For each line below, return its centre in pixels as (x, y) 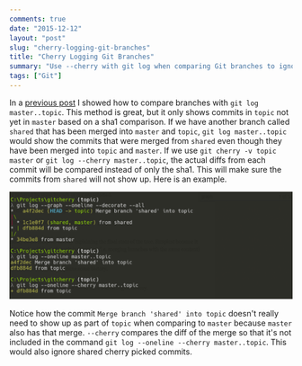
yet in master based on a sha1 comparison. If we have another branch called (150, 121)
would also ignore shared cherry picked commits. (101, 352)
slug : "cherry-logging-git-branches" (80, 48)
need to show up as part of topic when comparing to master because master (151, 323)
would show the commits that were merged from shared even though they (146, 140)
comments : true (38, 19)
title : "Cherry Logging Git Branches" (82, 57)
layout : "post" (38, 38)
